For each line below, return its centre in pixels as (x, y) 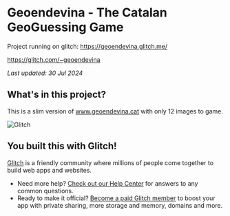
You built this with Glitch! (62, 146)
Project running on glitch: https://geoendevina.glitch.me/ (87, 46)
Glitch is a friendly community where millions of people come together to (111, 162)
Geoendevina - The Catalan (87, 13)
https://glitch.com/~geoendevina (54, 59)
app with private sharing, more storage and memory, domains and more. (120, 205)
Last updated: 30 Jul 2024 (45, 73)
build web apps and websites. (49, 170)
